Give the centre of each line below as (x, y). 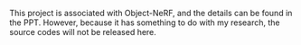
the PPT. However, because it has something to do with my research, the (145, 22)
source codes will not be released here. (83, 32)
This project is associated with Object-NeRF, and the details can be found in (151, 13)
